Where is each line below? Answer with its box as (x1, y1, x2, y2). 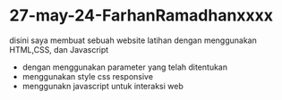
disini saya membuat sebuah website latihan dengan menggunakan (9, 35, 257, 46)
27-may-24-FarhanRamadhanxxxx (9, 5, 274, 26)
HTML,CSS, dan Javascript (9, 44, 109, 54)
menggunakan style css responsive (21, 71, 154, 81)
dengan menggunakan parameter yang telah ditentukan (21, 62, 228, 72)
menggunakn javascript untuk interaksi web (21, 80, 184, 91)
